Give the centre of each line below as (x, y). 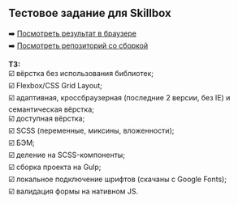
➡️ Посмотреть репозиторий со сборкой (78, 45)
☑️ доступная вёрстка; (47, 118)
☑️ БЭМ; (22, 142)
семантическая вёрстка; (52, 109)
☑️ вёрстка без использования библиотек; (81, 73)
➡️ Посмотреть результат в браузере (72, 33)
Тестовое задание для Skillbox (90, 13)
